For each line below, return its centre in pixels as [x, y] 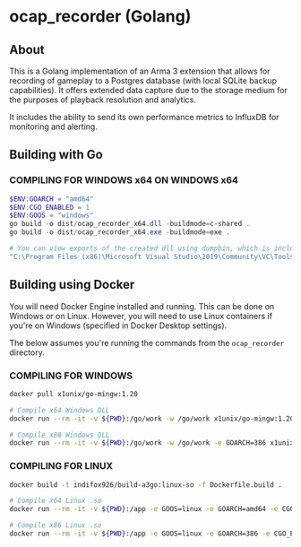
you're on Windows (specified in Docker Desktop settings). [118, 326]
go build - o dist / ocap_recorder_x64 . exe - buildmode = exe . [120, 232]
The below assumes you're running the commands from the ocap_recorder [147, 343]
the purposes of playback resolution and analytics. [103, 100]
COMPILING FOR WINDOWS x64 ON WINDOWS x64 [124, 180]
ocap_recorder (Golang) [100, 17]
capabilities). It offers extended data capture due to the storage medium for [149, 90]
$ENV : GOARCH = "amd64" [52, 199]
